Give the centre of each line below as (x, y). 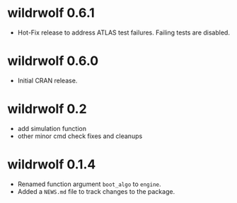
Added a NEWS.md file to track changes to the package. (96, 191)
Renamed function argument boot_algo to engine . (89, 184)
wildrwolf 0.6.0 (53, 61)
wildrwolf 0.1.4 (52, 164)
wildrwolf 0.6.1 (51, 13)
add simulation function (52, 128)
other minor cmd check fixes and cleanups (80, 136)
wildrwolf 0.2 (47, 109)
